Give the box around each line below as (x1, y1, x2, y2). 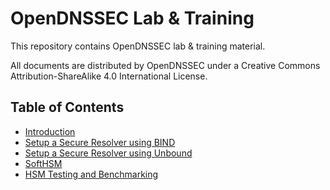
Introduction (24, 125, 76, 137)
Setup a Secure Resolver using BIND (24, 136, 176, 148)
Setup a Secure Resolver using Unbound (24, 147, 193, 159)
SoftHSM (24, 157, 63, 169)
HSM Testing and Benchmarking (24, 168, 159, 180)
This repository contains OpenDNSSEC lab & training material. (10, 40, 266, 52)
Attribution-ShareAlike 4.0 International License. (10, 70, 208, 82)
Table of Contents (10, 99, 125, 116)
